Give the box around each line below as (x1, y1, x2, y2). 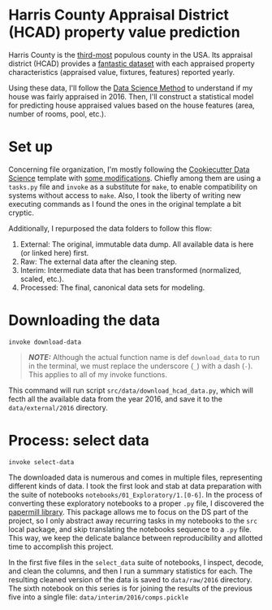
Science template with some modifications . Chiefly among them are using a (8, 173, 261, 182)
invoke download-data (8, 338, 82, 346)
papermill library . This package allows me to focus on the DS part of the (8, 507, 249, 516)
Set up (8, 138, 53, 156)
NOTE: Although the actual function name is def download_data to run (28, 352, 260, 362)
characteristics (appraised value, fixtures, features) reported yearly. (8, 67, 235, 77)
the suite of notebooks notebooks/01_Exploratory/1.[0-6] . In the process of (8, 489, 263, 499)
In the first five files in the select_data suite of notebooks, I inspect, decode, (8, 557, 264, 567)
